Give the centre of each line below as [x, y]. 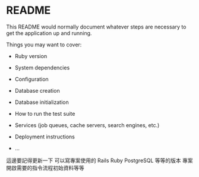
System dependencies [42, 67]
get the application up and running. [49, 33]
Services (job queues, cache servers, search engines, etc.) [87, 125]
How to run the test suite [45, 113]
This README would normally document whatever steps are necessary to [96, 27]
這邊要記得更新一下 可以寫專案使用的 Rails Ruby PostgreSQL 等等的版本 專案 [99, 160]
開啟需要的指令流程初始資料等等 [45, 167]
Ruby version [31, 56]
